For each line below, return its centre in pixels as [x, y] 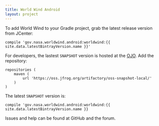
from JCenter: [19, 33]
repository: [16, 61]
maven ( [22, 74]
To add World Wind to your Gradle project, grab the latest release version [79, 28]
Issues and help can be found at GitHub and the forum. [60, 118]
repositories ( [21, 70]
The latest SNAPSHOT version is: [35, 96]
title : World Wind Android [33, 10]
